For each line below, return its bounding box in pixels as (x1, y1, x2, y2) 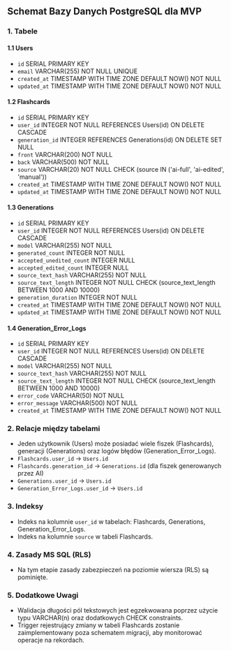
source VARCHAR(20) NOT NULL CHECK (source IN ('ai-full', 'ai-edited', (17, 165, 225, 173)
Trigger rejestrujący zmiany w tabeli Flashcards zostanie (17, 621, 180, 629)
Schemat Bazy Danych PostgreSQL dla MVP (7, 6, 202, 17)
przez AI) (17, 469, 44, 478)
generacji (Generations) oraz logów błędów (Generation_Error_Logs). (17, 447, 216, 455)
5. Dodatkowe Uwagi (7, 590, 79, 600)
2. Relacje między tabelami (7, 424, 100, 434)
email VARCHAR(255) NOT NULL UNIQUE (17, 66, 138, 75)
